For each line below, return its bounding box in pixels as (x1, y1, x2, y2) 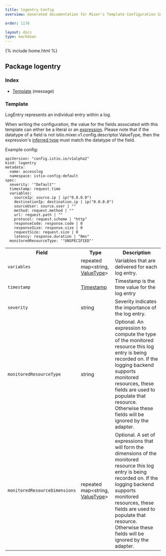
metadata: (5, 165, 26, 170)
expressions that (115, 438, 154, 445)
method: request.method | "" (14, 208, 74, 213)
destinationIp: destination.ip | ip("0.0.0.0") (14, 200, 114, 205)
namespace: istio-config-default (9, 173, 79, 178)
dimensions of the (115, 450, 157, 457)
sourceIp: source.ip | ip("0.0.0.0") (14, 195, 92, 200)
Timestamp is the (115, 278, 155, 285)
